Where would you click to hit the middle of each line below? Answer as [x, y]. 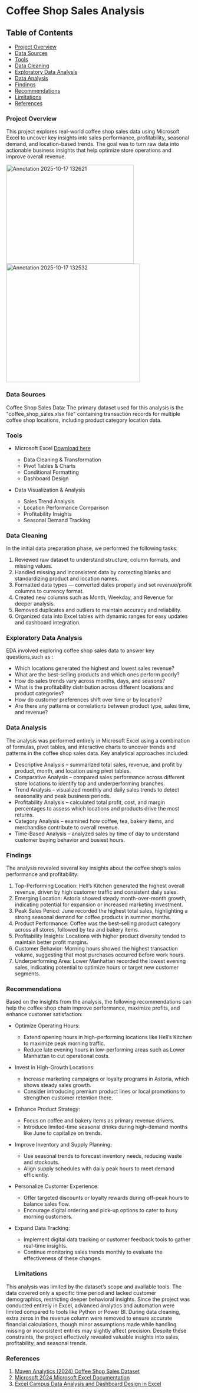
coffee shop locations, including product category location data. [84, 420]
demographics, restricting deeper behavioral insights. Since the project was [98, 1299]
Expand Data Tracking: [42, 1228]
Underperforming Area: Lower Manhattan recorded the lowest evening [100, 961]
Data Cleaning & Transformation [62, 460]
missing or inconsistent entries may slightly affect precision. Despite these [96, 1330]
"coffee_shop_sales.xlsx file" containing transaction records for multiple [93, 414]
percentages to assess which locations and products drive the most [97, 808]
